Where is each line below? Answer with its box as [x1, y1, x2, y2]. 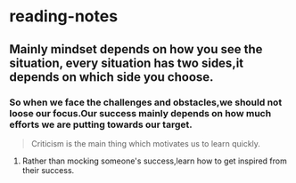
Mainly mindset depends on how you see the [9, 42, 263, 57]
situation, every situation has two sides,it [9, 55, 244, 70]
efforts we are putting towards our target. [9, 118, 193, 131]
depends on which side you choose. [9, 69, 214, 84]
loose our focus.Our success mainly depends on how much [9, 107, 272, 119]
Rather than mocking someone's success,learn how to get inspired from [21, 155, 287, 166]
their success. [21, 164, 75, 175]
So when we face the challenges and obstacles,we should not [9, 96, 283, 108]
